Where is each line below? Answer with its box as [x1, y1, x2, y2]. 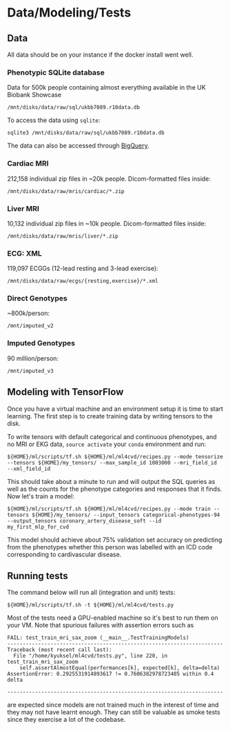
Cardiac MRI [7, 159, 50, 168]
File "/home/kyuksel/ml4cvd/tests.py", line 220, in [13, 653, 168, 660]
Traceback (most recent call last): [7, 647, 112, 653]
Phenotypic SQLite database [7, 68, 105, 77]
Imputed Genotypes [7, 338, 76, 348]
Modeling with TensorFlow [7, 386, 124, 398]
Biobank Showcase [7, 91, 62, 99]
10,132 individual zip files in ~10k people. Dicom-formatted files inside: [7, 219, 207, 227]
